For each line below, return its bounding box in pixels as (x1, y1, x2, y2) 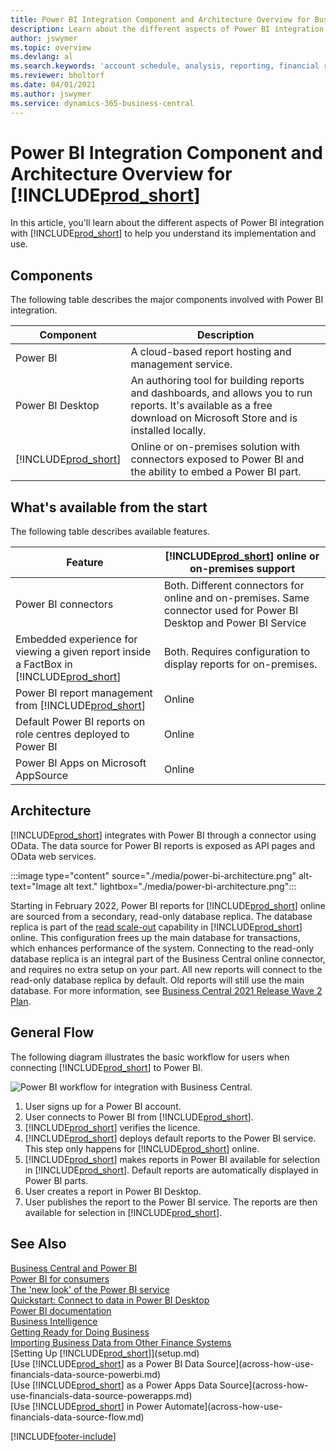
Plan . (10, 995, 32, 1007)
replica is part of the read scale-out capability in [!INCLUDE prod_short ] (10, 921, 303, 933)
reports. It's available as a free (130, 399, 273, 413)
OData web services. (10, 850, 97, 862)
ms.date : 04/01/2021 (10, 80, 97, 90)
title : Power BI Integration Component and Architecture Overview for (10, 14, 311, 25)
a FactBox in (15, 657, 73, 671)
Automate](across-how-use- (164, 1400, 283, 1412)
